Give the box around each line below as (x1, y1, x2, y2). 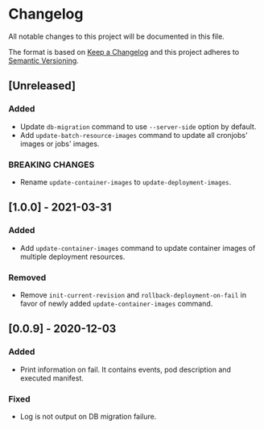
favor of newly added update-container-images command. (19, 298, 213, 308)
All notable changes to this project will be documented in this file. (8, 31, 225, 41)
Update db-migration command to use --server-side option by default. (19, 122, 257, 131)
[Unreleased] (8, 79, 76, 93)
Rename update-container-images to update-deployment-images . (19, 177, 232, 186)
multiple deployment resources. (19, 252, 126, 261)
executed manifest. (19, 373, 85, 383)
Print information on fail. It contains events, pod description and (19, 364, 232, 374)
